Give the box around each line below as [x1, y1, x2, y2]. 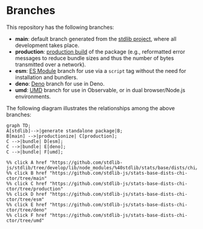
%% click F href [6, 212, 47, 218]
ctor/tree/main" [6, 175, 47, 181]
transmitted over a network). [14, 61, 86, 68]
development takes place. [14, 42, 80, 49]
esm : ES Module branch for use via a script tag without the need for [14, 67, 186, 74]
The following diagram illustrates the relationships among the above [6, 104, 175, 111]
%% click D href [6, 191, 47, 197]
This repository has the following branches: [6, 24, 115, 31]
